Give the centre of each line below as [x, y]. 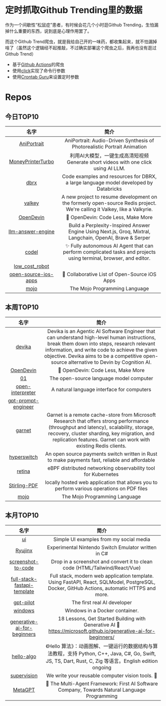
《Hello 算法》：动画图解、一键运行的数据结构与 [99, 646]
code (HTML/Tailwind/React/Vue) [102, 568]
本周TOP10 [22, 307]
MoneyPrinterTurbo [32, 162]
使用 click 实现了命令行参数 [39, 70]
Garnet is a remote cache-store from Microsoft [101, 415]
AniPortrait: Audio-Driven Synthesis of [109, 140]
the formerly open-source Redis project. [109, 203]
